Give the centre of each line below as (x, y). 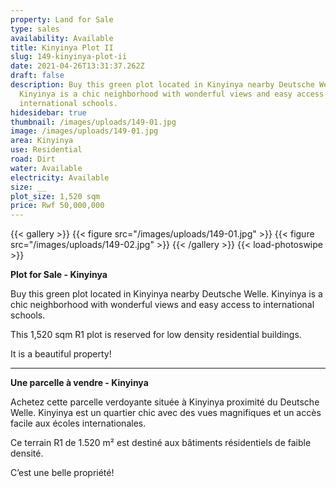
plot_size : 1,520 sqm (55, 196)
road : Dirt (33, 159)
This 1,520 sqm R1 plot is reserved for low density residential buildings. (156, 335)
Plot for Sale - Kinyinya (59, 275)
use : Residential (46, 150)
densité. (27, 453)
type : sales (35, 29)
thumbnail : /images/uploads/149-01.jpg (93, 122)
